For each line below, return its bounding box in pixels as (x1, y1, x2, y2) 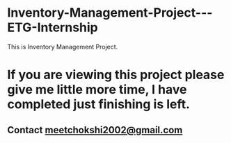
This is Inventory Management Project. (7, 42, 118, 51)
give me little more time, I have (7, 82, 187, 98)
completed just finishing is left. (7, 96, 190, 112)
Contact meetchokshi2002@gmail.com (7, 124, 183, 136)
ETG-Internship (7, 19, 99, 35)
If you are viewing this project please (7, 67, 225, 83)
